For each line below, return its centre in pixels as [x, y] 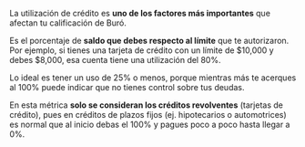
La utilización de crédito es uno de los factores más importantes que [140, 13]
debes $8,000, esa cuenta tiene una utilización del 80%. [115, 60]
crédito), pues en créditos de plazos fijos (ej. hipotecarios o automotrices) [148, 115]
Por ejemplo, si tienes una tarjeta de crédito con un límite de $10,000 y [142, 50]
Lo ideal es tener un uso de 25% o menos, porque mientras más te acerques [153, 78]
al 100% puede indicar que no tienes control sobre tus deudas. [127, 87]
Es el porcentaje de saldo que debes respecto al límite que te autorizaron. [149, 41]
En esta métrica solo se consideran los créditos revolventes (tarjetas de [147, 105]
